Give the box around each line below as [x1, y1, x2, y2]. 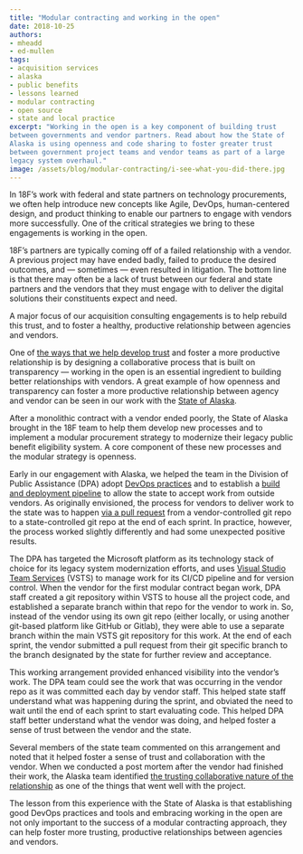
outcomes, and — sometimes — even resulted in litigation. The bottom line [9, 264, 287, 276]
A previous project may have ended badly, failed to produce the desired [9, 255, 277, 266]
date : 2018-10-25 [9, 22, 75, 31]
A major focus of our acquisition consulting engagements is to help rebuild [9, 311, 288, 322]
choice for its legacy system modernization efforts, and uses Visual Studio [9, 563, 287, 574]
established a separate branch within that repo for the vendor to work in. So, [9, 602, 294, 613]
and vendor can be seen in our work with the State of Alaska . [9, 395, 237, 407]
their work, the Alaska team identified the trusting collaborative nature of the [9, 771, 294, 782]
